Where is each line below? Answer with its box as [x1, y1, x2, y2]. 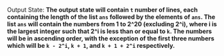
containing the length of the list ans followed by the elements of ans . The [7, 13, 216, 21]
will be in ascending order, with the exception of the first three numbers [7, 34, 215, 43]
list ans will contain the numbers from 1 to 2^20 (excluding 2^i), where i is [7, 20, 217, 28]
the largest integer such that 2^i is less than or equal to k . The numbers [7, 27, 212, 35]
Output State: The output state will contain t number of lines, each [7, 6, 198, 13]
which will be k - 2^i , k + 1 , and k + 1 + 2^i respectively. [7, 42, 176, 49]
